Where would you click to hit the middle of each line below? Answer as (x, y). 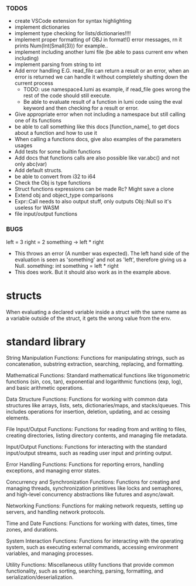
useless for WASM (37, 208)
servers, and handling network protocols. (56, 512)
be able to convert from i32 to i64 (55, 176)
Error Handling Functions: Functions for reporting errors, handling (85, 465)
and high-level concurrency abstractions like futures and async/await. (90, 495)
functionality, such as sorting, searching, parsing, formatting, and (85, 571)
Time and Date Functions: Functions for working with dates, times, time (92, 523)
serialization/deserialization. (40, 577)
